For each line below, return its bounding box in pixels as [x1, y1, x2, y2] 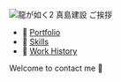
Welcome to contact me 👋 [9, 63, 103, 73]
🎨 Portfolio [21, 27, 61, 37]
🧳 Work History [21, 46, 78, 56]
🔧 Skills [21, 36, 49, 47]
